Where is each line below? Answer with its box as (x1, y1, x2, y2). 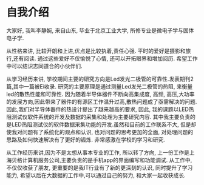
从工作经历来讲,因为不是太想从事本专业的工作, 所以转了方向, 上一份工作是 (6, 149, 189, 156)
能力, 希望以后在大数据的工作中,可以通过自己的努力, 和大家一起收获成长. (6, 171, 186, 179)
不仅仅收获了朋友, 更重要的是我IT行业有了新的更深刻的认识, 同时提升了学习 (6, 164, 193, 171)
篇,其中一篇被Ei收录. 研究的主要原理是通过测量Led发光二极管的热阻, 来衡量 (6, 82, 193, 90)
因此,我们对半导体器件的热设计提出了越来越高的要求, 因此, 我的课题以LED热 (6, 106, 194, 113)
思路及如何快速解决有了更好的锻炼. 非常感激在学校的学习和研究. (6, 136, 166, 143)
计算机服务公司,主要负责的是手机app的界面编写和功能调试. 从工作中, (22, 156, 192, 164)
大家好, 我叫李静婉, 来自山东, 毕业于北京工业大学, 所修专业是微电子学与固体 (6, 27, 194, 34)
